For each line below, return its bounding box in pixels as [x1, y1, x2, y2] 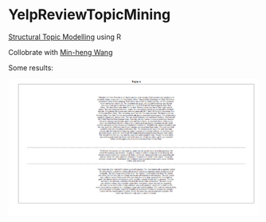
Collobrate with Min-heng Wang [8, 47, 113, 57]
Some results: [8, 62, 54, 73]
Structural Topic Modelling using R [8, 32, 122, 42]
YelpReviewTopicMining [8, 6, 171, 24]
